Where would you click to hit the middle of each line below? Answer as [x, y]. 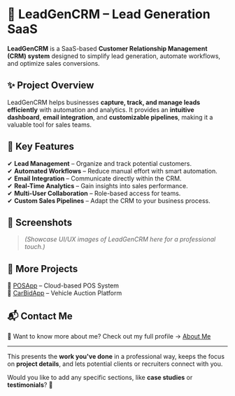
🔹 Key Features [41, 147]
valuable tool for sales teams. [50, 125]
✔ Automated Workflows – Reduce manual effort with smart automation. [113, 171]
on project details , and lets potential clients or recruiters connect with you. [115, 364]
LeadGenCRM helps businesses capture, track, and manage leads [104, 102]
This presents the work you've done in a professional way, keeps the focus [116, 356]
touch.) [35, 247]
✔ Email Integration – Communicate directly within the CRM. [94, 178]
